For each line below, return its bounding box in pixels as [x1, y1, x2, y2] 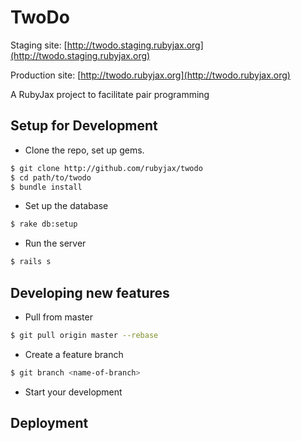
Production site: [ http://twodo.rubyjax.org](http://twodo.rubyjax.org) [10, 69, 291, 81]
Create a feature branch [24, 348, 124, 360]
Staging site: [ [10, 39, 68, 51]
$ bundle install [10, 182, 83, 192]
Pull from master [24, 311, 93, 323]
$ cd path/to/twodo [10, 172, 92, 183]
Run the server [24, 237, 87, 250]
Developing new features [10, 284, 170, 301]
